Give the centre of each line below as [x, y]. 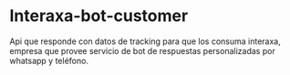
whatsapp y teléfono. [49, 60]
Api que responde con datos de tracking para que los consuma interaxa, [145, 41]
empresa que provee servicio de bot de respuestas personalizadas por [142, 50]
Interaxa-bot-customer [99, 16]
